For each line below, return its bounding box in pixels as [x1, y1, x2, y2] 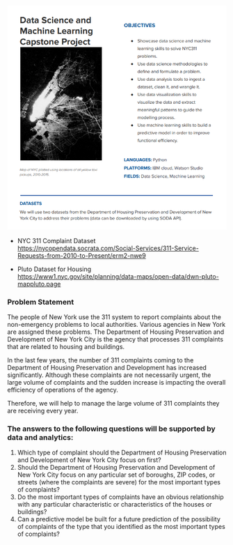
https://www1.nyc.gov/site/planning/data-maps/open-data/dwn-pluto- [17, 272, 219, 280]
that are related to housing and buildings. [7, 343, 125, 351]
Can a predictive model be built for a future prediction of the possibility [17, 515, 221, 523]
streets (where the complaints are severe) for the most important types [17, 478, 221, 486]
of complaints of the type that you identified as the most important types [17, 523, 226, 531]
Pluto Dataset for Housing [17, 265, 92, 273]
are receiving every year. [7, 406, 79, 415]
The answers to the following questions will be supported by [7, 424, 216, 433]
